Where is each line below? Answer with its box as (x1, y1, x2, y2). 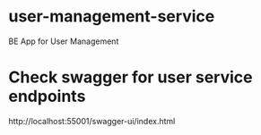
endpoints (8, 87, 86, 106)
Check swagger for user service (8, 67, 253, 88)
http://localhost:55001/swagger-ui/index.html (8, 115, 176, 126)
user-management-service (8, 6, 215, 27)
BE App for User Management (8, 36, 119, 46)
